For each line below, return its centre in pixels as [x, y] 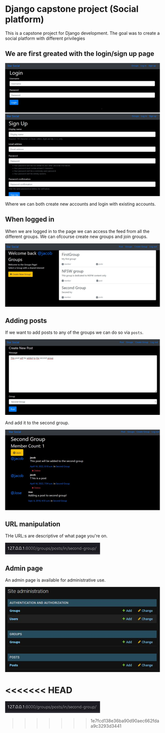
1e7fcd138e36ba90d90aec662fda [125, 721]
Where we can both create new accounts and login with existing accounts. [81, 204]
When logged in [30, 220]
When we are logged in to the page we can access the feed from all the [77, 231]
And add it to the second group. [37, 423]
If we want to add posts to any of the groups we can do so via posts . [74, 332]
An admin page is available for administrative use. [55, 580]
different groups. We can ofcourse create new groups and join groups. [76, 236]
